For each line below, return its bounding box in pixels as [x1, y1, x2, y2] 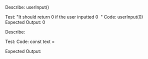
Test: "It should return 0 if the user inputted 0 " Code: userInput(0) [5, 14, 143, 19]
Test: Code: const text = [5, 38, 55, 44]
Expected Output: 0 [5, 19, 45, 25]
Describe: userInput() [5, 4, 49, 10]
